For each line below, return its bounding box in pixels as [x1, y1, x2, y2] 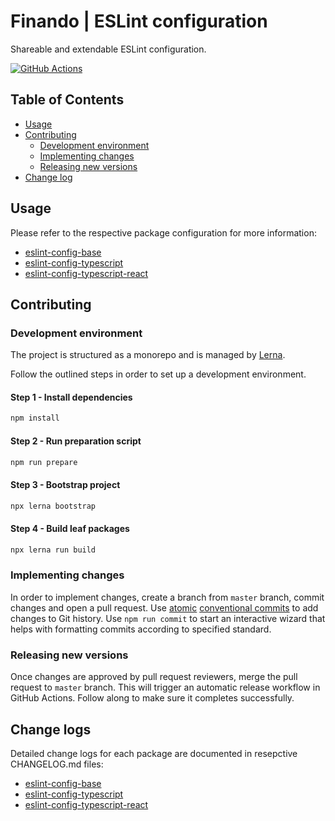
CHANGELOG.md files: [10, 758, 104, 770]
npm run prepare [10, 457, 78, 467]
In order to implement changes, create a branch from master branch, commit [10, 591, 325, 603]
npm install [10, 413, 60, 424]
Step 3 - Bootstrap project [10, 479, 121, 490]
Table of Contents [10, 91, 125, 109]
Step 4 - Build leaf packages [10, 523, 130, 535]
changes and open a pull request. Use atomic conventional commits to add [10, 601, 319, 614]
